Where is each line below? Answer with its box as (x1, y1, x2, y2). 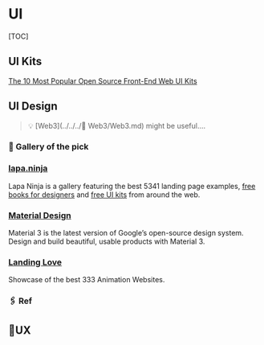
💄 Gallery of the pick (8, 142, 89, 153)
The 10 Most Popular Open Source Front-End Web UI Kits (8, 76, 198, 85)
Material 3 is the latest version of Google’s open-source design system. (8, 228, 244, 238)
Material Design (8, 210, 71, 221)
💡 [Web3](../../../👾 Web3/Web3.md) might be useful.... (27, 121, 206, 130)
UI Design (8, 100, 58, 113)
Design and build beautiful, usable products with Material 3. (8, 236, 205, 246)
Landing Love (8, 257, 63, 268)
